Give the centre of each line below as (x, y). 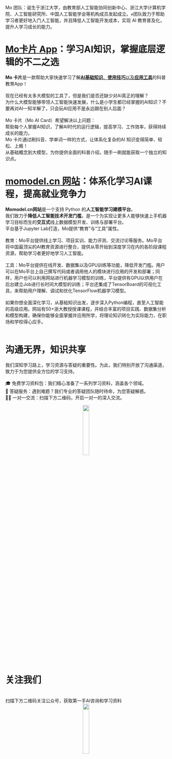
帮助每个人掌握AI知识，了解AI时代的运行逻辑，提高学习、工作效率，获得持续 (86, 127)
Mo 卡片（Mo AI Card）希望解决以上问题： (50, 120)
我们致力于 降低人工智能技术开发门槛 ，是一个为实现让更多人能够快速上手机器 (86, 216)
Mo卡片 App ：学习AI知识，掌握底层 (81, 49)
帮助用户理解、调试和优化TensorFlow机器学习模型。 (74, 291)
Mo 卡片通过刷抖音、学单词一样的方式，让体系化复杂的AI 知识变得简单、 (82, 139)
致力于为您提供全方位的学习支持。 (41, 371)
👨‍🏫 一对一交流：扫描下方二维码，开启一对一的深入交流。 (65, 397)
